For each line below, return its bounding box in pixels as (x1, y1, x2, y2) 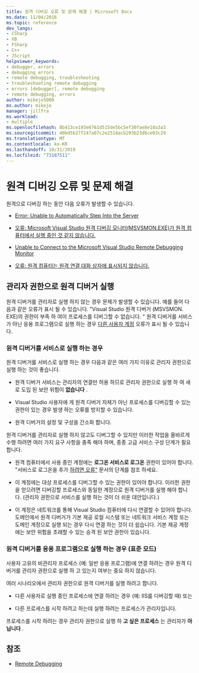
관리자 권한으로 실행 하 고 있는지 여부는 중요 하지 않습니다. (21, 567, 157, 574)
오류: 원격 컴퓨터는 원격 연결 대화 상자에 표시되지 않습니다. (14, 262, 150, 269)
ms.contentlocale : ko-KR (6, 141, 68, 147)
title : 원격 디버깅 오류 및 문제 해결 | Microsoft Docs (6, 8, 132, 15)
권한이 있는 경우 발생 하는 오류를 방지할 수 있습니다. (14, 406, 134, 413)
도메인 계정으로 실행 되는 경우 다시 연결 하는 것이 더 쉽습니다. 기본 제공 (14, 521, 178, 528)
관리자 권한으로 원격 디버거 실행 (6, 281, 115, 291)
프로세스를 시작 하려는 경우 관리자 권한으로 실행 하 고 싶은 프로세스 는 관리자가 (6, 617, 186, 624)
